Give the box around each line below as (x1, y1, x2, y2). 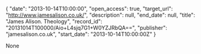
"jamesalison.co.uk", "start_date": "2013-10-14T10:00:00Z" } (5, 31, 156, 38)
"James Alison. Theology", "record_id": (5, 18, 102, 25)
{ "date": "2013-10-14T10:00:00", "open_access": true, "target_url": (5, 5, 173, 12)
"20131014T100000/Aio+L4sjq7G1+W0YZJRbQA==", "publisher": (5, 24, 168, 31)
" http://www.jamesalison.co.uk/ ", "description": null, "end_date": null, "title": (5, 11, 196, 19)
